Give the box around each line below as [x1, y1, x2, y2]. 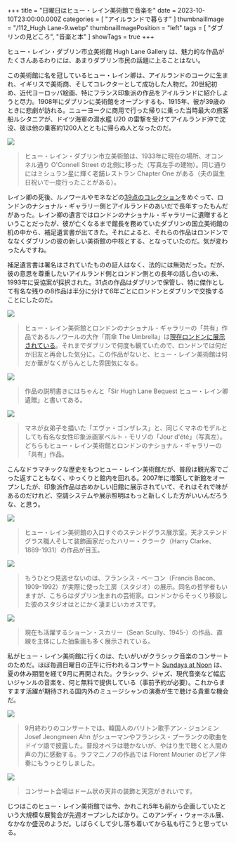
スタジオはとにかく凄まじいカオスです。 [43, 600, 160, 609]
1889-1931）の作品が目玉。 [24, 546, 104, 554]
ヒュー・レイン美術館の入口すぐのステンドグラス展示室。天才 [24, 529, 204, 536]
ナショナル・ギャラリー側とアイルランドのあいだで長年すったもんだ [31, 202, 228, 210]
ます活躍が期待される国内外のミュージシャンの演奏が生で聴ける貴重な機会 [13, 687, 229, 695]
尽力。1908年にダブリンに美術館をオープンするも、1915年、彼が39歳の [19, 98, 226, 105]
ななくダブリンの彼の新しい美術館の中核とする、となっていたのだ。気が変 [7, 237, 223, 245]
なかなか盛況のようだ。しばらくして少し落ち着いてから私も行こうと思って [7, 820, 223, 828]
